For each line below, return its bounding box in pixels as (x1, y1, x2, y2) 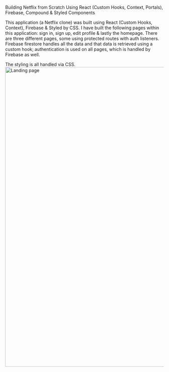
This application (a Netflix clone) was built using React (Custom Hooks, (5, 20, 152, 25)
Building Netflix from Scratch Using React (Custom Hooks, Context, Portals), (5, 5, 163, 10)
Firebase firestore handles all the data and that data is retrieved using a (5, 41, 153, 47)
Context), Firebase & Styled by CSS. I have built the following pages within (5, 25, 159, 31)
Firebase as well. (5, 51, 40, 58)
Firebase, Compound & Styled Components (5, 10, 96, 16)
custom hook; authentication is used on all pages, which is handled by (5, 46, 151, 52)
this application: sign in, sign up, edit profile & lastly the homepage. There (5, 30, 157, 36)
